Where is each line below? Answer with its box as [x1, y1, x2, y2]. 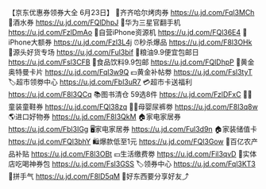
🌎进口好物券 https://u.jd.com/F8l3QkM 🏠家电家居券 [8, 112, 181, 121]
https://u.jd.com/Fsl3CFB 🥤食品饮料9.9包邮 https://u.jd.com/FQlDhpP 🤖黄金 [8, 57, 255, 67]
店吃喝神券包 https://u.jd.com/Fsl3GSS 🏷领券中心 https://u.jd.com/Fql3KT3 [8, 159, 256, 168]
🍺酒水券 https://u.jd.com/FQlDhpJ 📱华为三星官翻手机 [8, 17, 181, 27]
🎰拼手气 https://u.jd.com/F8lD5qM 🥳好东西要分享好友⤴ [8, 172, 189, 181]
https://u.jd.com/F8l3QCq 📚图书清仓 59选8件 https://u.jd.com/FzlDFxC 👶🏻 [8, 90, 253, 98]
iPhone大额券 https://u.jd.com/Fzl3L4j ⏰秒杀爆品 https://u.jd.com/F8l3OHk [8, 37, 253, 47]
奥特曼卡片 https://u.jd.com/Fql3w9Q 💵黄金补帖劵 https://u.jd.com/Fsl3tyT [8, 67, 253, 76]
